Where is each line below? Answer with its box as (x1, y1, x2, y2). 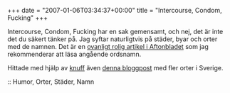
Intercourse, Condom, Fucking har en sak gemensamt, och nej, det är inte (7, 28, 224, 35)
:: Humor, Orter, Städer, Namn (7, 77, 95, 86)
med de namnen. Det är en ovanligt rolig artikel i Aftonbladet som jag (7, 43, 209, 50)
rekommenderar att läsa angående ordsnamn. (7, 50, 142, 58)
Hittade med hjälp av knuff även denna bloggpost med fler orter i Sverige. (7, 64, 224, 72)
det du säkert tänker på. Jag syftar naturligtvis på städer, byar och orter (7, 35, 218, 43)
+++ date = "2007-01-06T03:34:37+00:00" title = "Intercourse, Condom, (7, 6, 222, 14)
